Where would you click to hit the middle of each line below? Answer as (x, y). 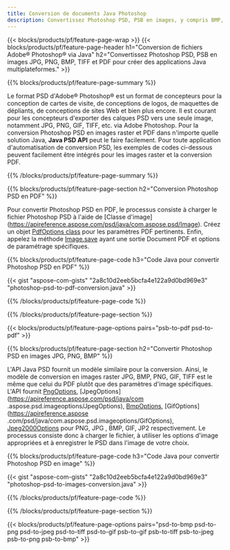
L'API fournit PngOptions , (43, 391)
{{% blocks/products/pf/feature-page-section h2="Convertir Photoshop (110, 348)
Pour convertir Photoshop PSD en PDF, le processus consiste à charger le (112, 209)
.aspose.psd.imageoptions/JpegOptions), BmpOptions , (85, 406)
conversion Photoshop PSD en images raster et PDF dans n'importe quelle (113, 133)
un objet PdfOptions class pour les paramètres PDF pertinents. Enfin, (105, 231)
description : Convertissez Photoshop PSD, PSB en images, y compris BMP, (116, 20)
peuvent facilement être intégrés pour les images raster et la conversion (109, 154)
